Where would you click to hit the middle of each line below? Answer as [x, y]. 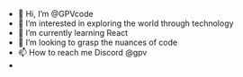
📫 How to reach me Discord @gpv [82, 52]
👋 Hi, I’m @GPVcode [55, 14]
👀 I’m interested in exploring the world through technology [126, 23]
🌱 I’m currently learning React [73, 33]
